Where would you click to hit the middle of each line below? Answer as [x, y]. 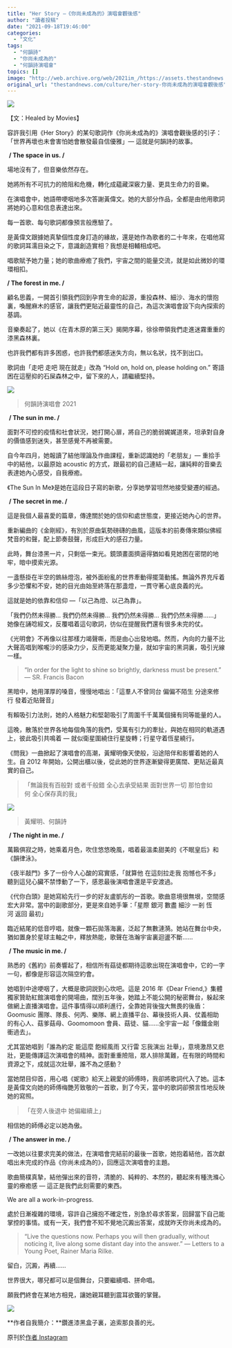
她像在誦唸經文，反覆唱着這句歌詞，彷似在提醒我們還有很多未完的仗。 [107, 624]
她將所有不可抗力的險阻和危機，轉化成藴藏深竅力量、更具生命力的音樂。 [110, 184]
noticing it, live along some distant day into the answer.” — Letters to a [124, 1244]
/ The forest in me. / [36, 283]
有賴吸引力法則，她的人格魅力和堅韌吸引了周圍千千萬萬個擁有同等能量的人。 [116, 715]
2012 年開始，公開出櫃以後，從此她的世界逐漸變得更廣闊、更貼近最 [122, 762]
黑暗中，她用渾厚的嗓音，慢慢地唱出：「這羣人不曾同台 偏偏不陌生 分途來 [110, 692]
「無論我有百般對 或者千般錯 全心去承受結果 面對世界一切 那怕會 [115, 785]
